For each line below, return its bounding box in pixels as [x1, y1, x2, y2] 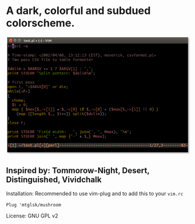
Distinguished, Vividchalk [6, 174, 102, 184]
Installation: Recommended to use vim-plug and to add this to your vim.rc [6, 190, 184, 197]
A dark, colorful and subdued [6, 4, 151, 17]
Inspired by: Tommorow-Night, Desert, [6, 165, 150, 176]
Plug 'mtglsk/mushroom [6, 202, 61, 208]
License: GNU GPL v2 [6, 212, 58, 219]
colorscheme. [6, 16, 75, 30]
